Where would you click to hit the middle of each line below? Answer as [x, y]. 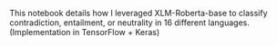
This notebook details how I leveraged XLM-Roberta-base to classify [138, 13]
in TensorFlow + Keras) [116, 32]
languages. [229, 23]
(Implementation [40, 32]
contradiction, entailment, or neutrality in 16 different [108, 23]
